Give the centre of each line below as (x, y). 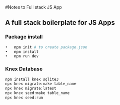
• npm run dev (22, 56)
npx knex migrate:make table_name (41, 84)
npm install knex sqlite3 (32, 79)
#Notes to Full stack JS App (33, 7)
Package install (24, 37)
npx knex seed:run (24, 98)
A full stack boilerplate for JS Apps (60, 23)
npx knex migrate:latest (31, 89)
